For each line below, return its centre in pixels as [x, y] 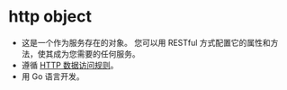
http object [50, 17]
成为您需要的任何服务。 [96, 54]
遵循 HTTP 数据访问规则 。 [70, 65]
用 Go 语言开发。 [53, 76]
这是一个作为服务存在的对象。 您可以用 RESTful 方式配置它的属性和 [146, 42]
